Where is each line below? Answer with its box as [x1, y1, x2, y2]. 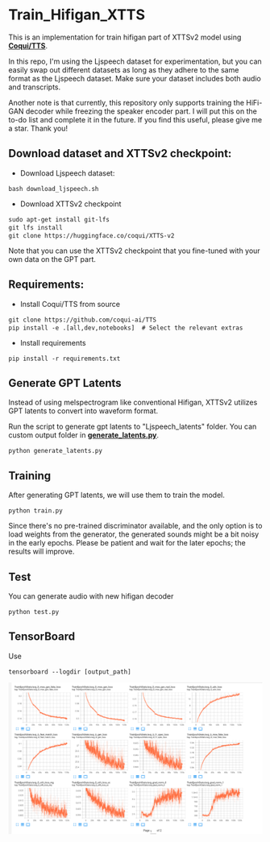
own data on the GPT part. [8, 254, 97, 263]
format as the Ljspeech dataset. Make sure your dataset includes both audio [8, 73, 262, 83]
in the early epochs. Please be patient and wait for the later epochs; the [8, 538, 246, 548]
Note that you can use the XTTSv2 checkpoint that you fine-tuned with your [8, 246, 260, 255]
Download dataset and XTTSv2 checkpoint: [8, 147, 232, 160]
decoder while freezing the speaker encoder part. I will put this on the [25, 106, 258, 116]
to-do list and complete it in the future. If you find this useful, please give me [8, 114, 263, 124]
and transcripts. [8, 82, 61, 92]
